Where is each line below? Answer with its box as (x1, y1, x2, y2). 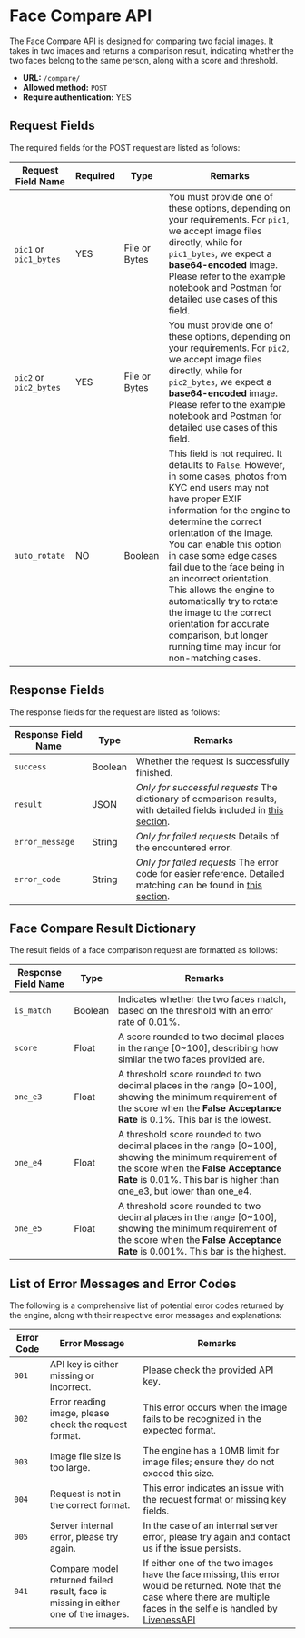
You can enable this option (168, 538, 282, 551)
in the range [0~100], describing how (117, 1042, 279, 1055)
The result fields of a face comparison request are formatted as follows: (9, 945, 279, 956)
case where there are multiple (143, 1591, 271, 1603)
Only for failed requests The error (135, 856, 279, 869)
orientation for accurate (168, 617, 270, 630)
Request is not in (49, 1487, 121, 1500)
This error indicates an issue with (143, 1482, 284, 1494)
